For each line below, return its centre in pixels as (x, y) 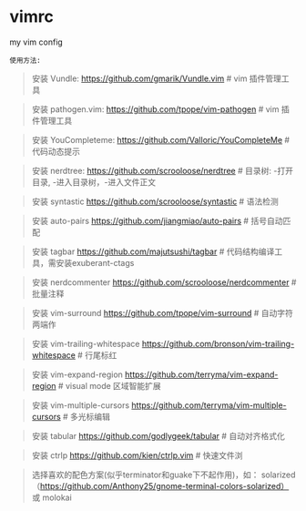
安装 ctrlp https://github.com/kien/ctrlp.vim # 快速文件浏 (137, 455)
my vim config (36, 42)
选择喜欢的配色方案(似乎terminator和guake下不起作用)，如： (145, 475)
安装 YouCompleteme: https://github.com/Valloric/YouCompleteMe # (160, 139)
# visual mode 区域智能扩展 (109, 385)
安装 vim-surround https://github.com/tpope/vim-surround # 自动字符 (163, 312)
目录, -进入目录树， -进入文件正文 (94, 182)
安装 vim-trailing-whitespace (86, 343)
